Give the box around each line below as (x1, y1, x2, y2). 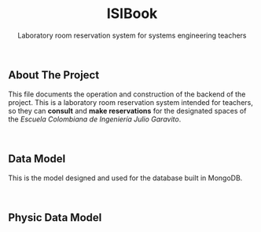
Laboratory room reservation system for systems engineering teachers (17, 31, 247, 40)
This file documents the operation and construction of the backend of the (8, 89, 246, 99)
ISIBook (106, 5, 158, 23)
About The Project (8, 68, 100, 82)
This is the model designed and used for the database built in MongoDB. (8, 173, 243, 183)
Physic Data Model (8, 211, 102, 224)
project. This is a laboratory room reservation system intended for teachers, (8, 97, 253, 107)
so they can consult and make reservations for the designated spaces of (8, 106, 247, 115)
